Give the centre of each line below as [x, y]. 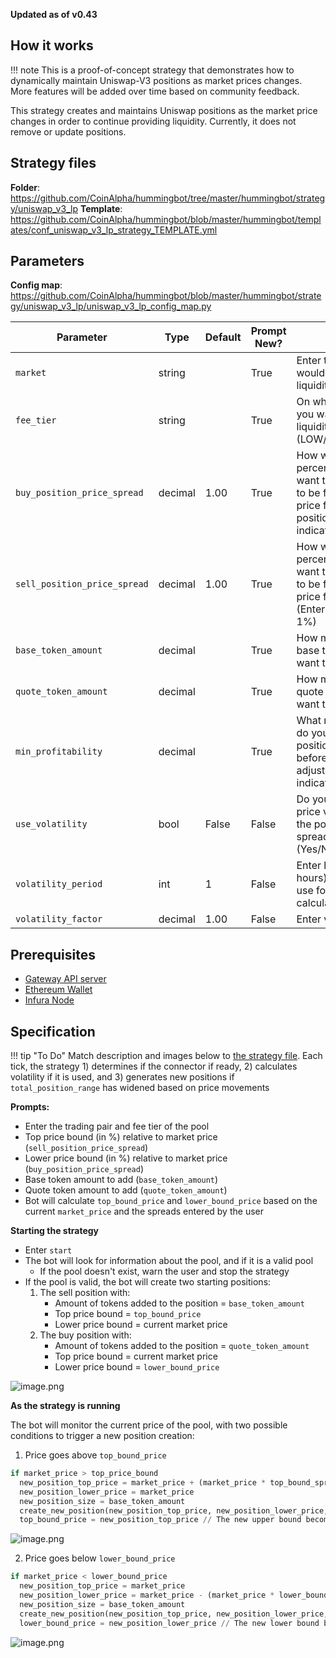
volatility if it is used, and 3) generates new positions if [122, 1077]
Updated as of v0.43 [54, 14]
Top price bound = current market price [136, 1356]
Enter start [48, 1250]
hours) [312, 878]
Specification [53, 1031]
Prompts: [30, 1107]
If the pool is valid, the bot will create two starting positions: [148, 1282]
